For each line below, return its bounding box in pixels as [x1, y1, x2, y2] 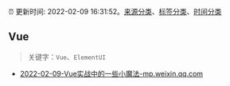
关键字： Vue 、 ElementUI [27, 52, 106, 62]
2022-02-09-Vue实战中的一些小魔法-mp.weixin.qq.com [19, 69, 204, 78]
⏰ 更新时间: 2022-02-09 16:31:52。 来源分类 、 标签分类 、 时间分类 [8, 7, 222, 16]
